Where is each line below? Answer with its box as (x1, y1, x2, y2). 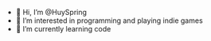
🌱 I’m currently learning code (15, 24, 111, 33)
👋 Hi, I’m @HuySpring (15, 8, 88, 17)
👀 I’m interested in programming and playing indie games (15, 16, 203, 25)
